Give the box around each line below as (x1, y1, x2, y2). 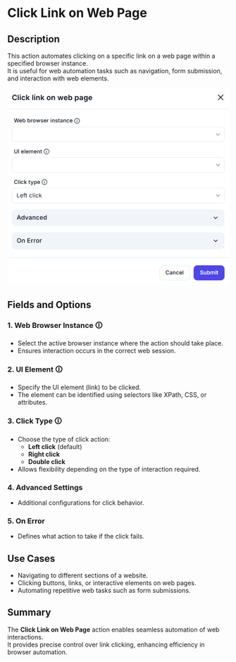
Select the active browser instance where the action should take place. (17, 338, 224, 347)
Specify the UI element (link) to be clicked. (17, 383, 142, 392)
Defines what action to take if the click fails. (17, 532, 144, 541)
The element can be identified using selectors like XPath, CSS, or (17, 391, 207, 399)
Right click (27, 450, 60, 458)
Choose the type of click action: (17, 435, 111, 443)
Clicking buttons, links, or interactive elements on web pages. (17, 578, 197, 587)
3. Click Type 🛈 (7, 416, 62, 426)
